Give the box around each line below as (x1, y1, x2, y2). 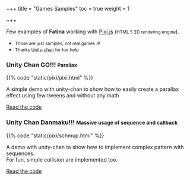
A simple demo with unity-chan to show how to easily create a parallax (6, 86, 179, 93)
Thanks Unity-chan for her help (14, 47, 79, 53)
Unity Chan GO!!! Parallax (6, 61, 77, 69)
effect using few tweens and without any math (6, 92, 120, 99)
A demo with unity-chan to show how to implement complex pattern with (6, 143, 184, 150)
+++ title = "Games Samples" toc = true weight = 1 (6, 5, 129, 12)
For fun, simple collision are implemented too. (6, 156, 118, 163)
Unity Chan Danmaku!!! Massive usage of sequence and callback (6, 118, 178, 127)
